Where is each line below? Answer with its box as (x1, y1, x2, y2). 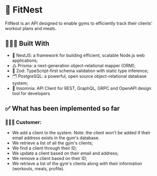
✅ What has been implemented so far (5, 104, 120, 113)
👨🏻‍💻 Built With (5, 40, 49, 48)
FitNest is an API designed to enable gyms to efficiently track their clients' (5, 20, 153, 26)
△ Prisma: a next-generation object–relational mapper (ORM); (12, 62, 136, 68)
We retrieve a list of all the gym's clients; (12, 140, 94, 146)
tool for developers (12, 90, 50, 96)
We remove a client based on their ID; (12, 156, 87, 161)
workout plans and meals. (5, 25, 57, 31)
